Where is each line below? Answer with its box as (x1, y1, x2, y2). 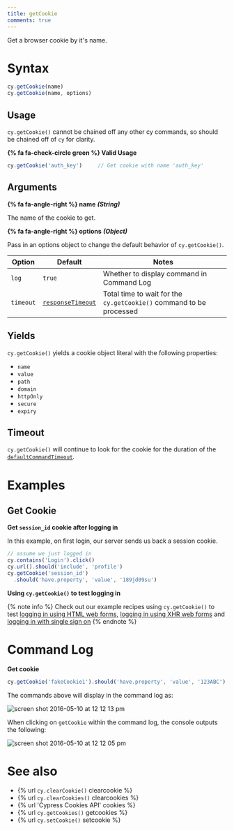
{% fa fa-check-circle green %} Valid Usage (7, 149, 137, 157)
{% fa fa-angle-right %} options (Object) (7, 227, 127, 235)
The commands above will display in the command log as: (7, 691, 173, 699)
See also (7, 763, 58, 779)
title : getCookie (7, 10, 58, 17)
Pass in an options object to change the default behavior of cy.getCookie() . (7, 240, 224, 248)
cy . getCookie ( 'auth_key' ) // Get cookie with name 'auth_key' (7, 162, 204, 169)
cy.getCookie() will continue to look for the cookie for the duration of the (7, 445, 217, 454)
